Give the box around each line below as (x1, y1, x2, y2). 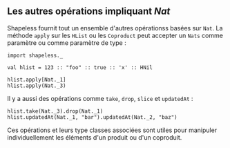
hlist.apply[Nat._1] (7, 76, 67, 83)
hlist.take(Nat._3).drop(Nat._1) (7, 107, 104, 115)
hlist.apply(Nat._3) (7, 82, 67, 89)
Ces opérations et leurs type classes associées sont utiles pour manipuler (7, 126, 218, 134)
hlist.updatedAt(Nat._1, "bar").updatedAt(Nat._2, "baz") (7, 113, 178, 120)
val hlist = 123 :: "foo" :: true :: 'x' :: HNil (7, 64, 153, 71)
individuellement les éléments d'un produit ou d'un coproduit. (7, 133, 182, 141)
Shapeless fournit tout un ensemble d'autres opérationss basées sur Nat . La (7, 24, 223, 32)
